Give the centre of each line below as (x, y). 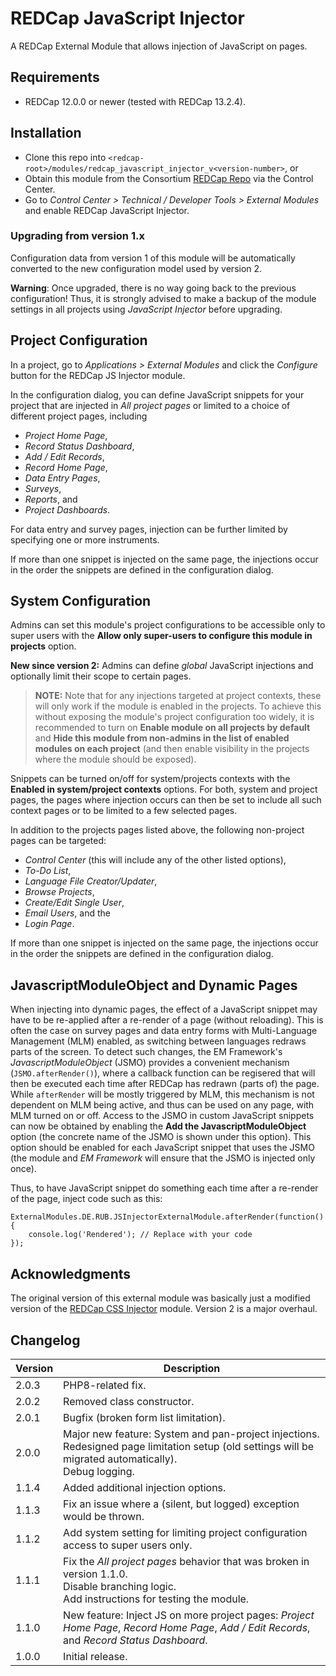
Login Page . (49, 924)
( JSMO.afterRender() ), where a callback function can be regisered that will (163, 1073)
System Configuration (81, 601)
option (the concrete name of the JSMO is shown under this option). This (161, 1137)
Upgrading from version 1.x (77, 236)
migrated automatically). (120, 1459)
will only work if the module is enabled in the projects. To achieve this (178, 706)
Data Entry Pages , (62, 478)
